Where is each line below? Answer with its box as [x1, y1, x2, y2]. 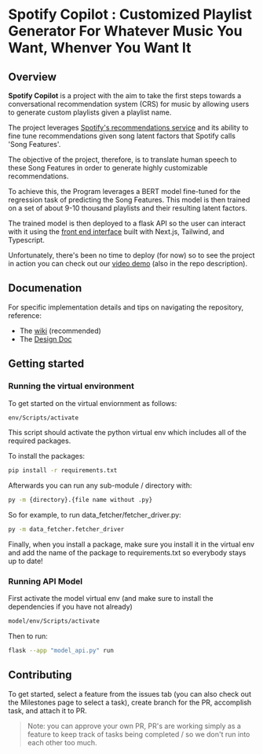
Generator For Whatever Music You [8, 22, 243, 40]
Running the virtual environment [8, 381, 135, 392]
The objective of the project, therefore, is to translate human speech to [8, 155, 237, 164]
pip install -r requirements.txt [8, 467, 118, 474]
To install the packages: [8, 452, 85, 461]
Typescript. [8, 236, 46, 244]
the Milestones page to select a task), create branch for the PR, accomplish [8, 697, 252, 707]
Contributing [8, 668, 72, 682]
